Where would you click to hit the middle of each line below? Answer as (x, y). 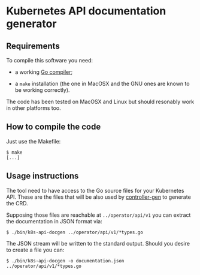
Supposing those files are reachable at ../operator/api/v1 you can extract (99, 215)
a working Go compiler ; (44, 72)
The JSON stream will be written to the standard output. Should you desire (98, 243)
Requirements (33, 46)
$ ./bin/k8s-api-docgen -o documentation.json (65, 261)
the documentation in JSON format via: (54, 221)
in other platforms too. (34, 108)
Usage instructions (43, 176)
